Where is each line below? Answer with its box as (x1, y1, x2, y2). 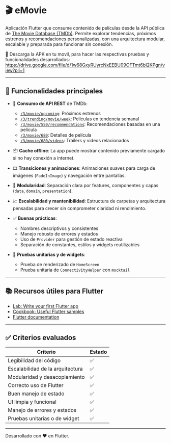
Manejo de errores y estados (8, 407, 77, 414)
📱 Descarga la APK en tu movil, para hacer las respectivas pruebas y (5, 51, 149, 57)
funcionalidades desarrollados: (5, 56, 70, 62)
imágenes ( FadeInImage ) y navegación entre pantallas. (12, 172, 126, 178)
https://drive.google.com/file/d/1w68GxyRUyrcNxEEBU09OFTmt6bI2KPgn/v (5, 62, 165, 68)
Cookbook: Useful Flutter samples (12, 308, 84, 315)
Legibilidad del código (8, 357, 61, 364)
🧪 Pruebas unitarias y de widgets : (12, 251, 85, 257)
